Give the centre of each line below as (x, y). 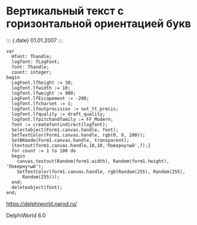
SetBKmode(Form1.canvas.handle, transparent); (70, 140)
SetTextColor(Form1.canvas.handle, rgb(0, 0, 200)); (79, 135)
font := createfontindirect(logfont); (60, 124)
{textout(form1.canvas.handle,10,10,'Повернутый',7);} (81, 145)
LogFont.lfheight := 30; (42, 83)
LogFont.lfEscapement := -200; (50, 98)
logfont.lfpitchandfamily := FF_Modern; (62, 119)
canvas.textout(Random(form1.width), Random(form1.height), (93, 161)
